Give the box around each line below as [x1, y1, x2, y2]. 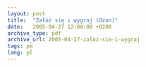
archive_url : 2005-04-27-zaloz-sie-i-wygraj [7, 36, 140, 43]
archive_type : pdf [7, 29, 61, 37]
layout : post [7, 10, 46, 17]
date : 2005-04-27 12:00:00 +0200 [7, 23, 112, 30]
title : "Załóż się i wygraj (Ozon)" [7, 17, 118, 24]
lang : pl [7, 50, 33, 57]
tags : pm [7, 43, 33, 50]
